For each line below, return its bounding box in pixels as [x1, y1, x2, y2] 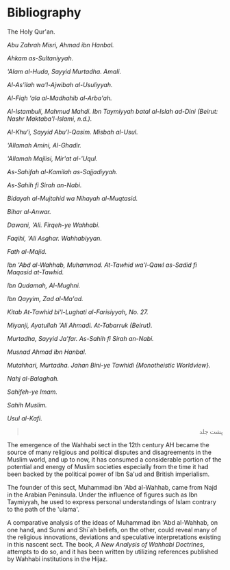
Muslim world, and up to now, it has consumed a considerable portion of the [7, 455, 222, 464]
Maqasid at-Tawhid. [7, 268, 64, 276]
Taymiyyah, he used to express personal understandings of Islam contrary [7, 497, 217, 506]
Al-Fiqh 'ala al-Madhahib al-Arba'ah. [7, 94, 112, 102]
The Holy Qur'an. [7, 27, 56, 36]
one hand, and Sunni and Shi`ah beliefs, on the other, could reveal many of [7, 525, 218, 534]
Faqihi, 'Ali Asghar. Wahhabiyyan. [7, 234, 103, 242]
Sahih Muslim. [7, 401, 47, 409]
